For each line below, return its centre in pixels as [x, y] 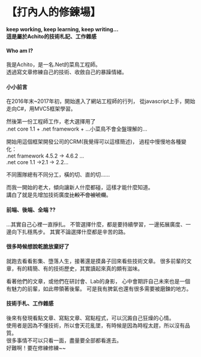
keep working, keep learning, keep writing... [62, 29]
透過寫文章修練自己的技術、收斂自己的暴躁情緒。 [67, 72]
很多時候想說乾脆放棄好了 [38, 247]
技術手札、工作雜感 [30, 304]
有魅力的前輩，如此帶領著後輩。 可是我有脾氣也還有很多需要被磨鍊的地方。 [99, 289]
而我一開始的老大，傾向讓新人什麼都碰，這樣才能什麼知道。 [80, 187]
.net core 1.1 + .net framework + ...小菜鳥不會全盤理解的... [77, 129]
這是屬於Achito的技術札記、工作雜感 [52, 36]
